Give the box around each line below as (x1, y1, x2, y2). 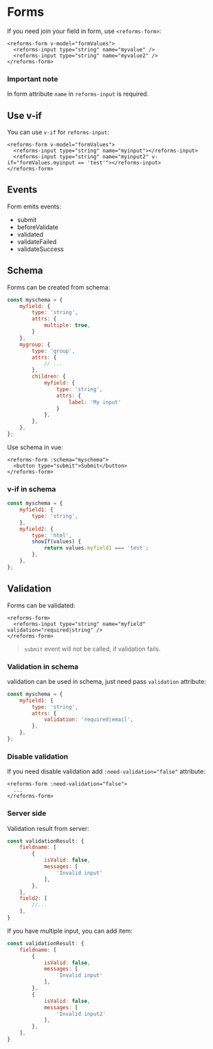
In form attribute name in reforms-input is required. (7, 90, 149, 98)
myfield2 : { (19, 526, 54, 532)
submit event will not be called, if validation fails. (23, 645, 161, 653)
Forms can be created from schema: (7, 283, 111, 291)
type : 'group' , (32, 347, 76, 354)
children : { (32, 373, 67, 380)
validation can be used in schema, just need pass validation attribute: (7, 677, 207, 685)
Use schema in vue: (7, 443, 63, 451)
